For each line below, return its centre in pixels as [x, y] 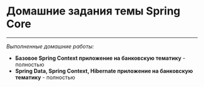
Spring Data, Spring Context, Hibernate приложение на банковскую [104, 71]
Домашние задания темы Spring [93, 11]
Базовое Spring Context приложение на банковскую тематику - [100, 58]
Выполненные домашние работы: [50, 46]
